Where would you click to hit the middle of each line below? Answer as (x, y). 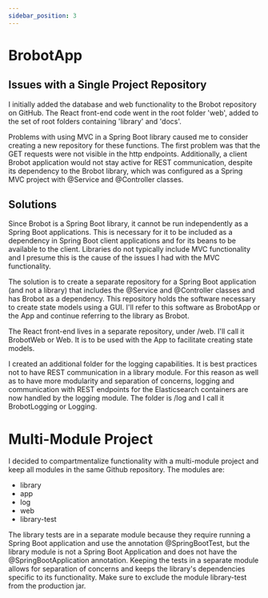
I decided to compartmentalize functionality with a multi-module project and (134, 461)
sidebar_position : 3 (43, 16)
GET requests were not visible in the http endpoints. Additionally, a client (128, 154)
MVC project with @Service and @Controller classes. (96, 179)
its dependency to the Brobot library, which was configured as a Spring (126, 171)
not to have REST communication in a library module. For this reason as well (133, 373)
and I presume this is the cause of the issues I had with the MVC (114, 258)
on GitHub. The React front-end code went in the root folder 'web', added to (133, 112)
